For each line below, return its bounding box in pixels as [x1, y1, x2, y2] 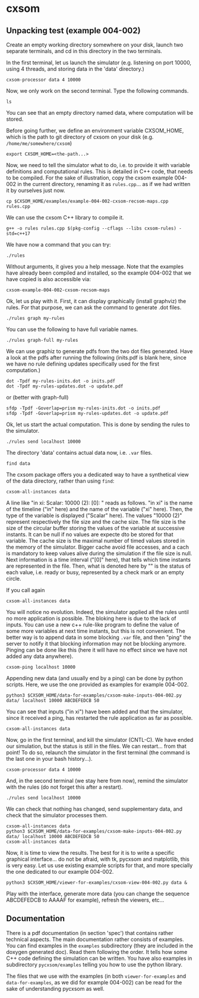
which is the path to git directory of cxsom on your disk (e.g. [6, 133, 154, 140]
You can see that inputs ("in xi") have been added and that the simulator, [6, 708, 184, 715]
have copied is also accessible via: [6, 276, 91, 282]
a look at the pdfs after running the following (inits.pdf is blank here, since [6, 354, 187, 361]
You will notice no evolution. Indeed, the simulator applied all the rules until [6, 609, 189, 615]
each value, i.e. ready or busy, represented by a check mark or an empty [6, 569, 184, 575]
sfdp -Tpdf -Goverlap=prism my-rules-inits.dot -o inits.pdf [6, 405, 161, 411]
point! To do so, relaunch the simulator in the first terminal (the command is [6, 749, 190, 756]
